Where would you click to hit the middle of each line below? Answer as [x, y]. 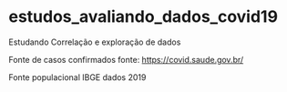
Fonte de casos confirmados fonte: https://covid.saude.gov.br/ [126, 59]
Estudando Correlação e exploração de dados [95, 42]
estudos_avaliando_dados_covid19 [143, 17]
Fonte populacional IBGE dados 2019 [77, 77]
